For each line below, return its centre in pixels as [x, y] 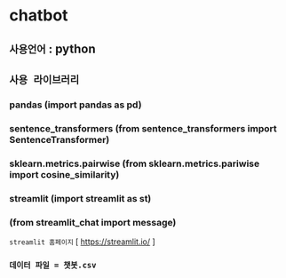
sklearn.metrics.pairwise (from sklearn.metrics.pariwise [135, 163]
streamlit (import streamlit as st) [80, 198]
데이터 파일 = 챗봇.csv [53, 265]
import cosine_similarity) [64, 174]
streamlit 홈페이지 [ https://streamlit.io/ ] [82, 242]
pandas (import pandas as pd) [75, 105]
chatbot [39, 16]
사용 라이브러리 [44, 79]
